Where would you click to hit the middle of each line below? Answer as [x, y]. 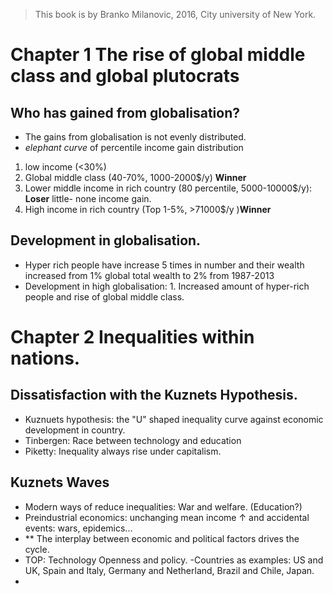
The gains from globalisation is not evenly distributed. [135, 137]
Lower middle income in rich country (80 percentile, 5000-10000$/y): [168, 188]
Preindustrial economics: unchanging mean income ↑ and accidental [167, 517]
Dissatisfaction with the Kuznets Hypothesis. [154, 395]
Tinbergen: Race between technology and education [133, 440]
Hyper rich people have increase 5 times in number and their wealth [164, 265]
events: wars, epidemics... [78, 528]
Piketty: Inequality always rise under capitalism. [123, 451]
